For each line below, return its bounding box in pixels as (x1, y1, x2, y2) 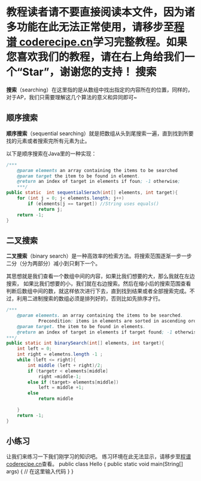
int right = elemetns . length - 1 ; (17, 351, 103, 357)
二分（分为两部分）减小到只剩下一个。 (6, 260, 100, 267)
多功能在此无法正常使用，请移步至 (6, 20, 175, 34)
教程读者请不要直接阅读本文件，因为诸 (6, 5, 196, 19)
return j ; (38, 206, 63, 212)
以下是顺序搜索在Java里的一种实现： (6, 150, 97, 157)
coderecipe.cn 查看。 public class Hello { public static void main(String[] (6, 461, 184, 468)
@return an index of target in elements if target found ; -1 (17, 329, 172, 335)
